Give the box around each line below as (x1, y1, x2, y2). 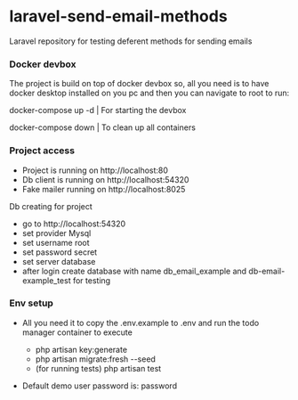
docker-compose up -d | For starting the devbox (9, 105, 187, 116)
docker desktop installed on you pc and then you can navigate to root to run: (9, 87, 290, 99)
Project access (9, 144, 76, 157)
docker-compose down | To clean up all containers (9, 122, 196, 133)
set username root (21, 237, 91, 248)
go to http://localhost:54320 (21, 218, 126, 229)
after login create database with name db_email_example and (21, 265, 247, 276)
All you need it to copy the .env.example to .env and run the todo (21, 317, 260, 328)
